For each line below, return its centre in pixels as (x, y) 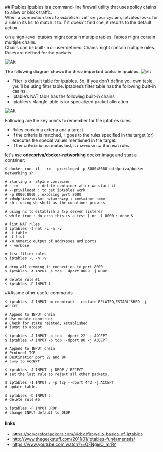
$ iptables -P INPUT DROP (31, 408)
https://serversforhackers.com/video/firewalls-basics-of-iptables (77, 434)
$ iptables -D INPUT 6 (28, 396)
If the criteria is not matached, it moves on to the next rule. (71, 145)
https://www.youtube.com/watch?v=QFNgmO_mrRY (64, 444)
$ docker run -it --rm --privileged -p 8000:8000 (56, 169)
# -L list (15, 237)
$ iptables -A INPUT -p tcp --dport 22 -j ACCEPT (56, 336)
